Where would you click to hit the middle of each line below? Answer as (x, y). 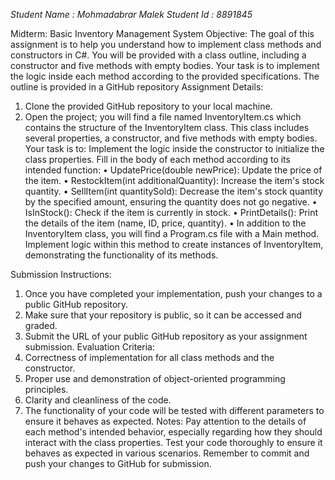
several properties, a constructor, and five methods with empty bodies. (171, 138)
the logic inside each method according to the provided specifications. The (165, 76)
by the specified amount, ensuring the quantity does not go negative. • (171, 202)
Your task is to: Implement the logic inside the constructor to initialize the (174, 148)
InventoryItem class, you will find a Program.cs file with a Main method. (172, 233)
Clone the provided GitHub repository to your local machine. (148, 106)
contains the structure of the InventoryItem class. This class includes (167, 127)
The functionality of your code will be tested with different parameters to (174, 410)
